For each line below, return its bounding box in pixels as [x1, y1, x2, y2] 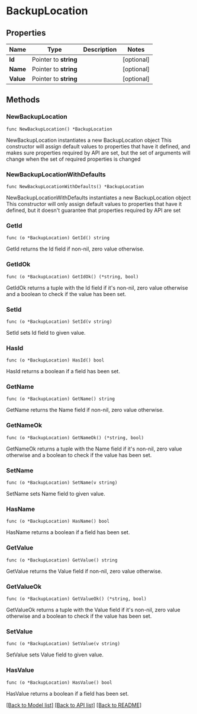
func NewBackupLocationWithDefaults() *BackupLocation [6, 183, 144, 189]
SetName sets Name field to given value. [6, 490, 105, 497]
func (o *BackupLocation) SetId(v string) [6, 319, 112, 325]
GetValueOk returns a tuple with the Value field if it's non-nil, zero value [6, 606, 180, 613]
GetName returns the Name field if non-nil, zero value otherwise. [6, 407, 164, 414]
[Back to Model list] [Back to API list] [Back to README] [6, 702, 142, 709]
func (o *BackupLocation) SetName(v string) [6, 480, 118, 486]
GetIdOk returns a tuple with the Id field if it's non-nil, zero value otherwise [6, 284, 188, 291]
